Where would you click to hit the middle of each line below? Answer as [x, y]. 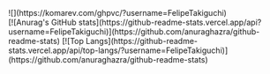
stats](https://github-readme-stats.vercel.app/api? [170, 22]
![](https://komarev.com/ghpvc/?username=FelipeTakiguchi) [117, 13]
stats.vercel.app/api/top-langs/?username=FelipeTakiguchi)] [118, 50]
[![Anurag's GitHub [42, 22]
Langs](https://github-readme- [142, 41]
